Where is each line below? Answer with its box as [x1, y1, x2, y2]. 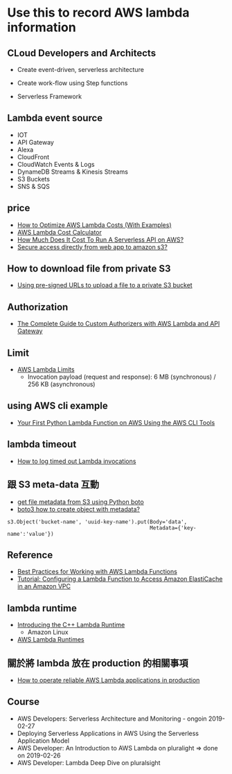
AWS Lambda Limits [17, 366, 75, 374]
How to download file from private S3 [7, 263, 171, 275]
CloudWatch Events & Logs [17, 160, 95, 168]
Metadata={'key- [150, 524, 197, 531]
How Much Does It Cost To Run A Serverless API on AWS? [17, 235, 184, 244]
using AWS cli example [7, 400, 109, 412]
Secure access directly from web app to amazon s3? [17, 242, 168, 251]
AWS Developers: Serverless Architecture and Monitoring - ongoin [17, 714, 207, 723]
